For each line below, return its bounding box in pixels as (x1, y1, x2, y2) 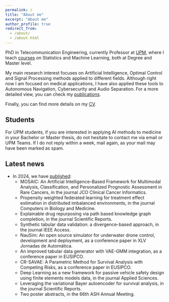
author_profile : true (5, 21, 51, 27)
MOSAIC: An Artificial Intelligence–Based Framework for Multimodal (20, 178, 161, 185)
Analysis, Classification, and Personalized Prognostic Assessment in (20, 184, 162, 190)
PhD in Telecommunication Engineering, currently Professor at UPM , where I (5, 49, 164, 55)
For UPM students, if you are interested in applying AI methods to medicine (5, 129, 161, 135)
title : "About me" (5, 12, 44, 17)
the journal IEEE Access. (20, 226, 71, 232)
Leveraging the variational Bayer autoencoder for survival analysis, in (20, 280, 164, 286)
